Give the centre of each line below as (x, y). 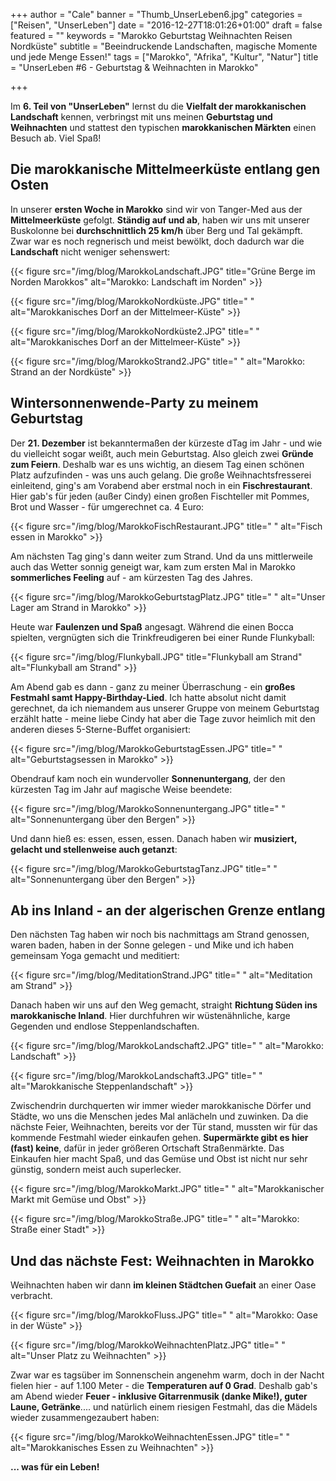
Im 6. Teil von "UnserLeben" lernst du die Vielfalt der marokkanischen (158, 106)
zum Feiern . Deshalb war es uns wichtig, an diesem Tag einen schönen (157, 464)
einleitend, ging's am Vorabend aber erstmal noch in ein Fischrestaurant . (161, 485)
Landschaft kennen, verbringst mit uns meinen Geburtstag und (141, 117)
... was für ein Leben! (55, 1467)
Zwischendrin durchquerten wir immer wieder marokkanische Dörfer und (161, 1106)
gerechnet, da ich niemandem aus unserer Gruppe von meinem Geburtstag (165, 708)
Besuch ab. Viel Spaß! (56, 138)
